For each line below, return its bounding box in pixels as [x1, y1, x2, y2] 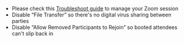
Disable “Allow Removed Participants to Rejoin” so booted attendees [11, 24, 178, 31]
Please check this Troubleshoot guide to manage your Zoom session [11, 5, 179, 12]
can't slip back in [11, 30, 54, 37]
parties [11, 18, 29, 24]
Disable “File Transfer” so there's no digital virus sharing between [11, 11, 172, 18]
